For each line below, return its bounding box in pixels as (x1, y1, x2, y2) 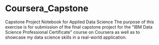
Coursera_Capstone (5, 3, 89, 14)
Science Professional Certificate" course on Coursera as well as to (5, 29, 140, 35)
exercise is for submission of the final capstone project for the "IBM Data (5, 24, 153, 30)
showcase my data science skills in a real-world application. (5, 34, 127, 40)
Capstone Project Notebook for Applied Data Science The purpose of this (5, 19, 154, 25)
